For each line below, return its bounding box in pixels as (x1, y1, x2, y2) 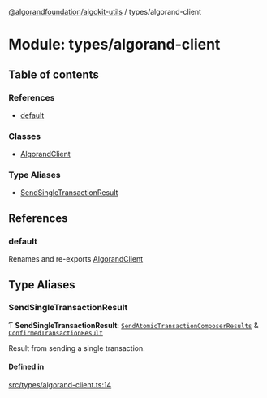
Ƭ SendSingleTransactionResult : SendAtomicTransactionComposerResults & (8, 320, 259, 330)
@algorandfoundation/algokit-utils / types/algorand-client (8, 7, 201, 16)
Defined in (8, 361, 45, 372)
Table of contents (8, 67, 99, 81)
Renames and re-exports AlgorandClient (8, 254, 144, 264)
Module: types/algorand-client (8, 36, 221, 54)
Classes (8, 130, 41, 141)
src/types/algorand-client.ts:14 (8, 380, 112, 390)
